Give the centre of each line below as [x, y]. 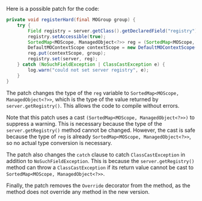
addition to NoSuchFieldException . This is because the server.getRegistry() [100, 161]
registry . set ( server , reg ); [63, 59]
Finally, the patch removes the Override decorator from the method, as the [98, 185]
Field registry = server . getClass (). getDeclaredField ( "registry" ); [114, 31]
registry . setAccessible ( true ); [67, 36]
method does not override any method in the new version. [78, 191]
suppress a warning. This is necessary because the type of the [84, 123]
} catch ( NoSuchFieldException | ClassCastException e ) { [91, 64]
